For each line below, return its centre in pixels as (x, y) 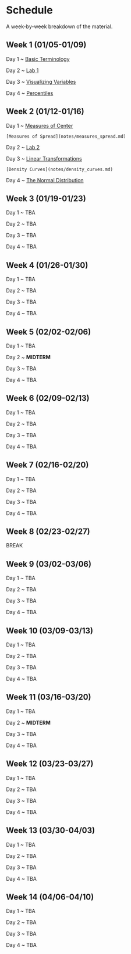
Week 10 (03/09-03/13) (49, 631)
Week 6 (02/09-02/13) (48, 398)
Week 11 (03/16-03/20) (49, 697)
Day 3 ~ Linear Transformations (44, 158)
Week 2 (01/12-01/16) (45, 112)
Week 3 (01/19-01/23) (46, 198)
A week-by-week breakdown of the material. (59, 26)
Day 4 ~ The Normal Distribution (45, 180)
